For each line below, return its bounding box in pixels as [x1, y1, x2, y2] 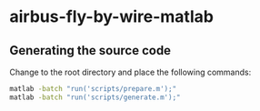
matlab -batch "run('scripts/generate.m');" [9, 93, 181, 102]
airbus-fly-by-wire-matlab [9, 6, 214, 27]
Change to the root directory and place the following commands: [9, 66, 252, 77]
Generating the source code [9, 43, 171, 58]
